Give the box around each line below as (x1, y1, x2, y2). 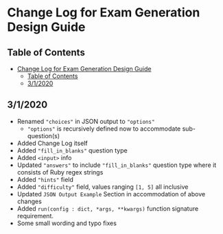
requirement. (16, 211, 54, 220)
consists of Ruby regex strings (16, 168, 104, 176)
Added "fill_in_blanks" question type (16, 146, 128, 155)
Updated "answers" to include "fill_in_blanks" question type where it (16, 161, 217, 169)
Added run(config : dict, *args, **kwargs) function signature (16, 204, 199, 213)
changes (16, 197, 43, 205)
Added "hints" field (16, 175, 74, 183)
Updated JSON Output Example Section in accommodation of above (16, 190, 206, 198)
